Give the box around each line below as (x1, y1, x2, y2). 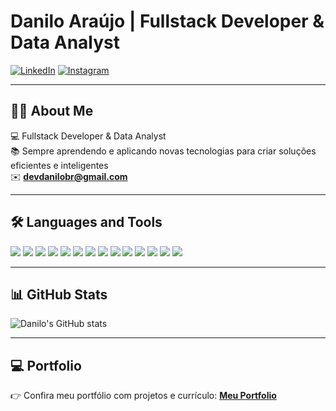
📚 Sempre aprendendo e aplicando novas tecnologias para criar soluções (10, 145, 317, 157)
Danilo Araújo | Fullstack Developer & (10, 10, 325, 33)
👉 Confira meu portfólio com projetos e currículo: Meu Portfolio (10, 390, 277, 402)
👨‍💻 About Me (10, 103, 94, 120)
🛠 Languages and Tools (10, 214, 163, 231)
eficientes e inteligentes (10, 159, 109, 171)
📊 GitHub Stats (10, 286, 108, 303)
